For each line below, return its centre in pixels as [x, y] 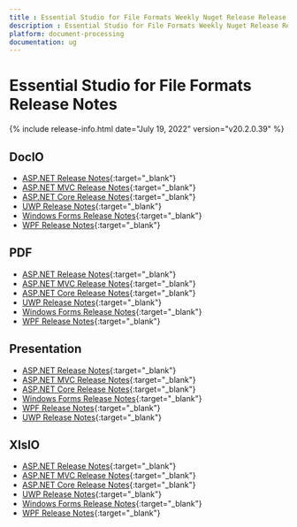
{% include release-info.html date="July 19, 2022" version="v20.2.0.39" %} [147, 129]
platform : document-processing [67, 34]
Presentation [46, 349]
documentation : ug [43, 42]
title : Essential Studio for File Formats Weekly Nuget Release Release [148, 17]
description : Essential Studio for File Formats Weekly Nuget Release [144, 26]
